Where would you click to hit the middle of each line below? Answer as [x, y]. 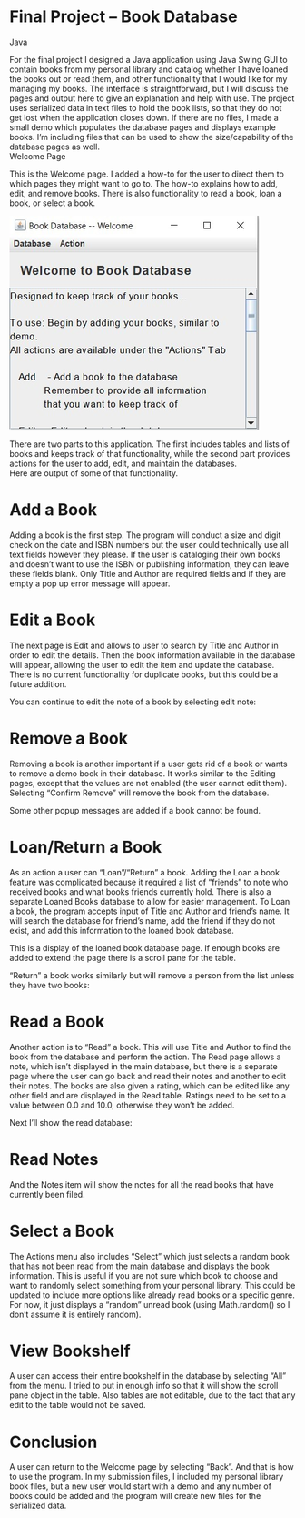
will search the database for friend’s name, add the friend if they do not [143, 920]
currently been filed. [47, 1194]
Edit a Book [53, 620]
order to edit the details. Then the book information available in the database [152, 655]
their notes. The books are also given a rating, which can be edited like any [150, 1086]
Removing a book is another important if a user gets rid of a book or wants [148, 764]
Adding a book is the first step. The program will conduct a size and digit [145, 535]
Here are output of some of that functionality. [94, 473]
